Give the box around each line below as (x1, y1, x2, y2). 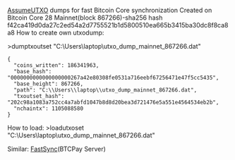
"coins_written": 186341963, (13, 62, 100, 69)
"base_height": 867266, (13, 80, 83, 87)
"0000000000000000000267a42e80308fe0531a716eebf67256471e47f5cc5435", (7, 74, 219, 81)
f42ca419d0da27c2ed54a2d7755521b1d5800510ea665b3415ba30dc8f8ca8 (7, 21, 229, 29)
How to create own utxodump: (16, 28, 104, 37)
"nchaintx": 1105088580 (13, 105, 83, 112)
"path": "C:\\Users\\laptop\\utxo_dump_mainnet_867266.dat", (13, 87, 198, 94)
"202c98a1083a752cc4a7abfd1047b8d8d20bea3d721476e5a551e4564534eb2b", (7, 99, 219, 106)
